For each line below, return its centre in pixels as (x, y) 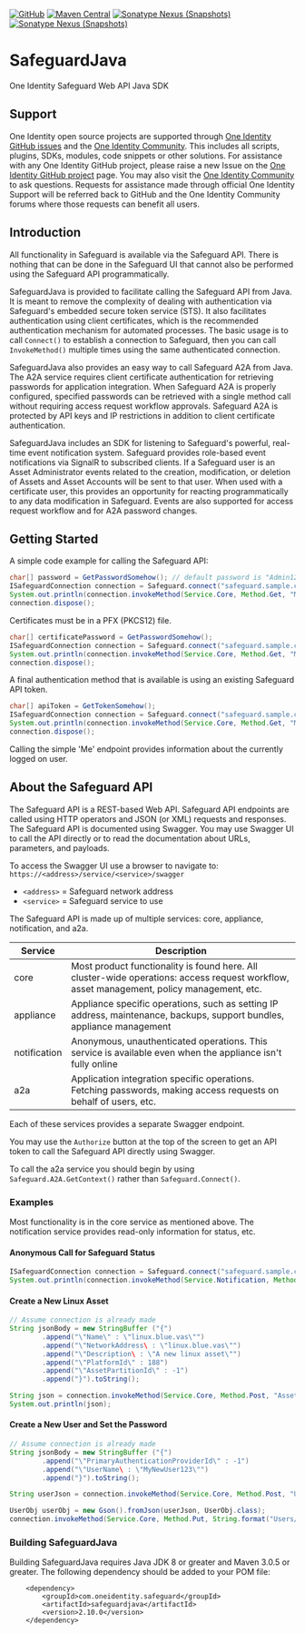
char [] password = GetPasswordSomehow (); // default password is (135, 578)
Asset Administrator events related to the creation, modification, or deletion (150, 472)
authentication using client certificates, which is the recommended (134, 320)
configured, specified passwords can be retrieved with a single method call (150, 396)
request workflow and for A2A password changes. (103, 511)
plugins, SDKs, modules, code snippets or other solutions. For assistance (146, 156)
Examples (32, 1202)
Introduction (45, 233)
